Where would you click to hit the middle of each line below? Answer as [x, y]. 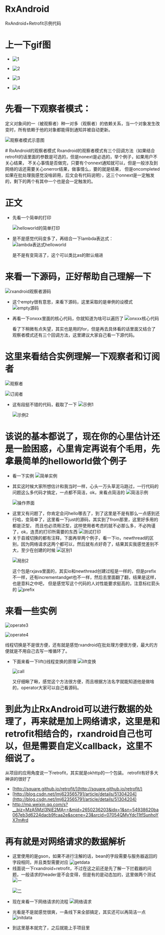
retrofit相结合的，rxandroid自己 [70, 734]
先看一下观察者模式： [48, 109]
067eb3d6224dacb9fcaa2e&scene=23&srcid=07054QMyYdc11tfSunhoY [85, 815]
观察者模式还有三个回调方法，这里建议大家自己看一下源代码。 [75, 335]
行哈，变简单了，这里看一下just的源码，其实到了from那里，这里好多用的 [85, 519]
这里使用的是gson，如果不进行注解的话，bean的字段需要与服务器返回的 [85, 856]
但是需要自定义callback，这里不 [87, 746]
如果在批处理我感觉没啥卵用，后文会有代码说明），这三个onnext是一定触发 [80, 175]
